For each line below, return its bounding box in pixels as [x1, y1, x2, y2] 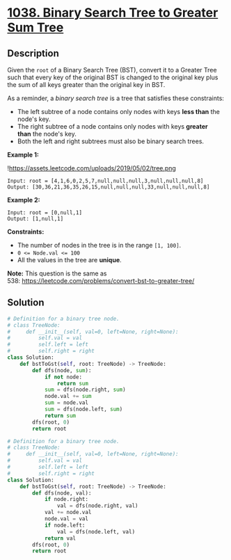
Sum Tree [7, 19, 64, 35]
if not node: [44, 374, 82, 381]
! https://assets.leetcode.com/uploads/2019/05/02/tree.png [7, 164, 176, 172]
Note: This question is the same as [7, 269, 107, 278]
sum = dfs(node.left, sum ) [44, 406, 123, 413]
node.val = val [44, 515, 89, 522]
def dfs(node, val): [32, 489, 92, 497]
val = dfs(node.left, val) [56, 528, 136, 535]
